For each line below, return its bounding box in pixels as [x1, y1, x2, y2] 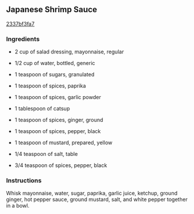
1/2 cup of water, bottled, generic [14, 60, 95, 67]
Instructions [6, 176, 42, 185]
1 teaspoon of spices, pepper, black [14, 128, 101, 135]
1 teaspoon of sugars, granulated [14, 71, 95, 78]
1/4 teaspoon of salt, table [14, 151, 78, 158]
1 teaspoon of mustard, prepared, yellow [14, 139, 113, 146]
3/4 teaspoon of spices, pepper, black [14, 162, 108, 169]
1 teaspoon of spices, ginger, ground [14, 117, 103, 124]
